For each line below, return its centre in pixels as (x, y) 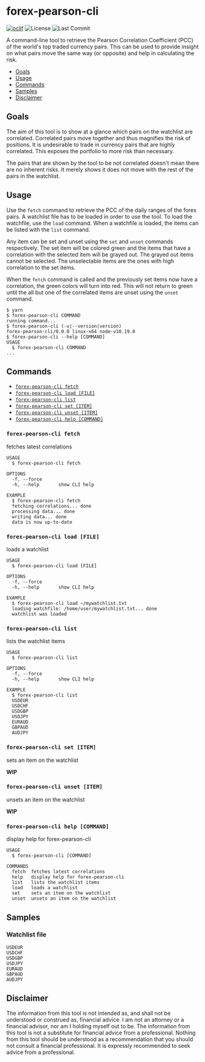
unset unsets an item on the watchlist (64, 898)
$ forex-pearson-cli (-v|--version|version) (64, 326)
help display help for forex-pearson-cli (68, 877)
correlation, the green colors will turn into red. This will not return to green (99, 285)
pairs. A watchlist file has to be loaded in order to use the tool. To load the (99, 216)
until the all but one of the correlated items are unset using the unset (92, 292)
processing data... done (43, 511)
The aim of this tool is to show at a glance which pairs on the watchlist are (99, 131)
